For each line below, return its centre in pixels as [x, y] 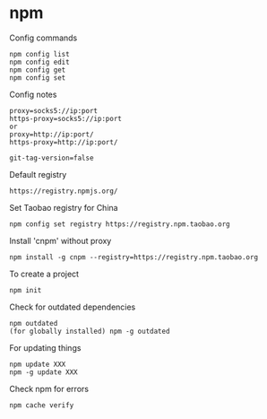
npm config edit [39, 62]
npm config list [39, 54]
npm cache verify [42, 405]
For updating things [45, 347]
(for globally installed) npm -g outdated [90, 331]
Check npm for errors [49, 388]
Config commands [43, 38]
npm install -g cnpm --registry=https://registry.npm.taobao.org [133, 257]
